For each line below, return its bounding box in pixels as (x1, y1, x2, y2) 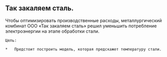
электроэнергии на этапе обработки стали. (5, 28, 100, 34)
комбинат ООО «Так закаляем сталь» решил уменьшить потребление (5, 23, 157, 29)
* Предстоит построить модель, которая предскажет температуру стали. (5, 46, 162, 52)
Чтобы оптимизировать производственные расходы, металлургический (5, 17, 162, 23)
